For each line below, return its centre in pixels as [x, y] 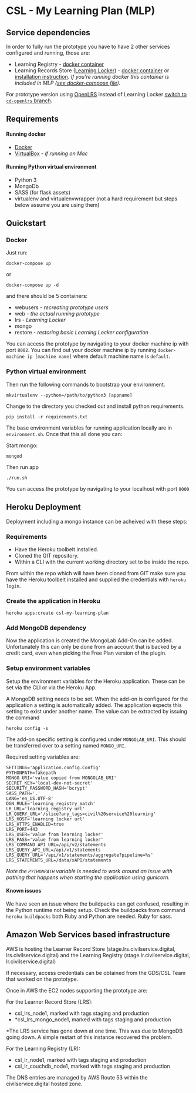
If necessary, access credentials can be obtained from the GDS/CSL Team [96, 973]
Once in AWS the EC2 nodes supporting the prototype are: [77, 990]
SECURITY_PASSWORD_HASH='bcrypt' [47, 788]
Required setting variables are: [43, 757]
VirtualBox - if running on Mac [51, 153]
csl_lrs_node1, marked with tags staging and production [82, 1013]
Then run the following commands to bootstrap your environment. [86, 384]
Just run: [17, 253]
